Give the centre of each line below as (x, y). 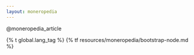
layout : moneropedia (32, 12)
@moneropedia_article (34, 28)
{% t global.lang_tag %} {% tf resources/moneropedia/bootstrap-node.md (97, 40)
